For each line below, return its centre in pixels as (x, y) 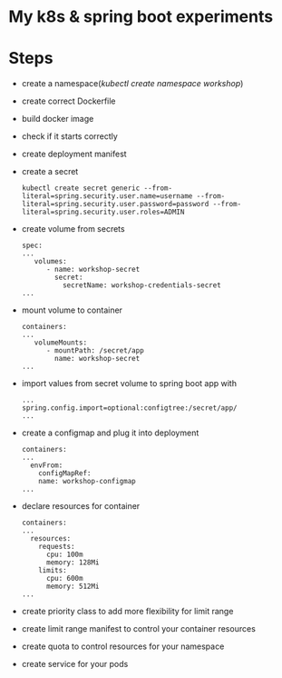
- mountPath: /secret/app (95, 351)
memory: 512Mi (73, 587)
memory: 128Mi (73, 563)
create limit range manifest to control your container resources (138, 629)
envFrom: (47, 465)
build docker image (58, 119)
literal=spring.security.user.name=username (107, 196)
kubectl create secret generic (81, 188)
